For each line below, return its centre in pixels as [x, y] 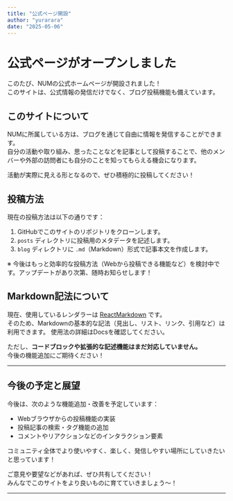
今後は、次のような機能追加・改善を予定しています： [83, 404]
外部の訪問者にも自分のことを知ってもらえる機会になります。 [113, 160]
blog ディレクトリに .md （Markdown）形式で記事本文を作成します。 [114, 249]
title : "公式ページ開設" [39, 14]
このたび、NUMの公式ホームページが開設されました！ [84, 83]
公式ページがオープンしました [92, 63]
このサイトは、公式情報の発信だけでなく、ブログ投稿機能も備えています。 [113, 92]
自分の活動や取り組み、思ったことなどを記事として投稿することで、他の [110, 152]
